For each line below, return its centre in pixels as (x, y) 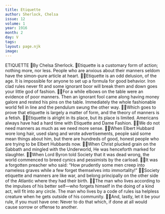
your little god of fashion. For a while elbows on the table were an (74, 91)
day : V (12, 38)
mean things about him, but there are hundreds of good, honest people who (82, 138)
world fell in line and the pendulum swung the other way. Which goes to (81, 107)
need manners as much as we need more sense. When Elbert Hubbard (80, 128)
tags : (11, 42)
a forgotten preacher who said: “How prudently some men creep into (75, 165)
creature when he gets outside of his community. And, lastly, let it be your (83, 196)
